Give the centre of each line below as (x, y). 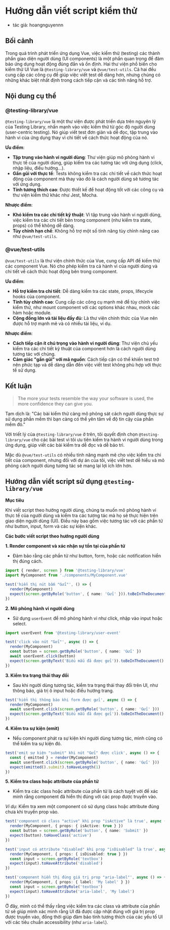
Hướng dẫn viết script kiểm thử (71, 11)
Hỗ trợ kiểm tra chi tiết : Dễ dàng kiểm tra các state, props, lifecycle (83, 291)
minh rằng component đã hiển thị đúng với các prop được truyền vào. (85, 796)
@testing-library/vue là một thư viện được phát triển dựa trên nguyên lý (81, 121)
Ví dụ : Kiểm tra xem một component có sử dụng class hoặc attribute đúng (82, 807)
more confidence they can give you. (55, 404)
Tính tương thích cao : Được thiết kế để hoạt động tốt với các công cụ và (88, 190)
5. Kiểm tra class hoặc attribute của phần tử (52, 781)
